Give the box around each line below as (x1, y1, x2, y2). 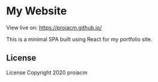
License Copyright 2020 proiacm (6, 69, 88, 76)
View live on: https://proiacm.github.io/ (6, 24, 102, 31)
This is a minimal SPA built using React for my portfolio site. (6, 35, 153, 42)
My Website (6, 4, 67, 18)
